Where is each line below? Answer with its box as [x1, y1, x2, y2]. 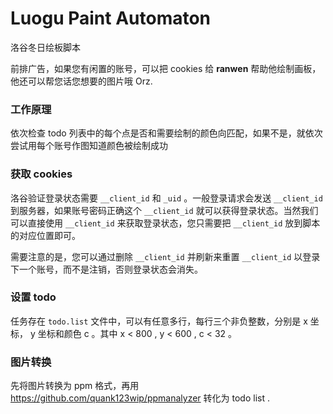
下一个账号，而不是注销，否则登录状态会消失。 [10, 263, 203, 275]
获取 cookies [10, 167, 73, 181]
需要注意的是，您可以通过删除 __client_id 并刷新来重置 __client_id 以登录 [10, 250, 321, 262]
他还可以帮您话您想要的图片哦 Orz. [10, 75, 153, 87]
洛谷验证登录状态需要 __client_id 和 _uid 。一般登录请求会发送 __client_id [10, 192, 323, 204]
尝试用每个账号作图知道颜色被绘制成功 [10, 140, 168, 152]
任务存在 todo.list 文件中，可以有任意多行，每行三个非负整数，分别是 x [10, 315, 308, 327]
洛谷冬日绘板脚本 [10, 41, 81, 53]
